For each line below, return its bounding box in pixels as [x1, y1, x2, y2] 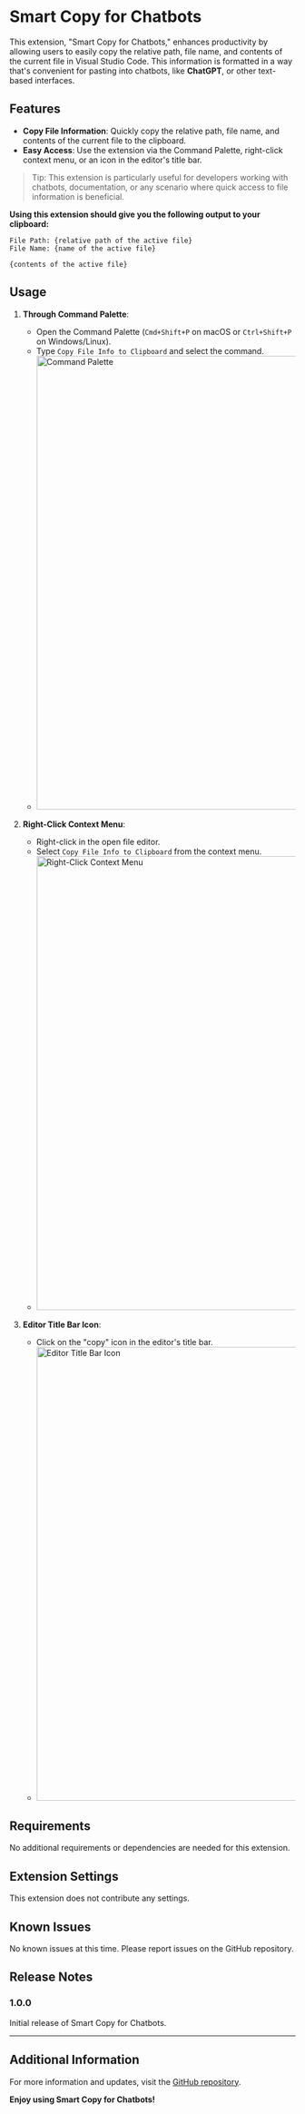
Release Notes [9, 1970, 93, 1985]
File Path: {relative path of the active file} [9, 236, 193, 245]
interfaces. [34, 74, 75, 85]
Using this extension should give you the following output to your [9, 209, 261, 220]
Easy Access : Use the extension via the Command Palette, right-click [22, 144, 283, 155]
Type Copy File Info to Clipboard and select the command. [35, 345, 265, 356]
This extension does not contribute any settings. [9, 1893, 191, 1903]
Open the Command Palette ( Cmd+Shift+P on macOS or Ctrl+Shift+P [35, 326, 292, 337]
